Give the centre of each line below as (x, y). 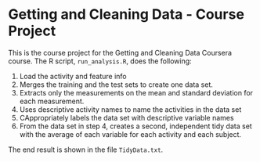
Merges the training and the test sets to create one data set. (116, 85)
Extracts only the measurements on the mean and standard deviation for (136, 92)
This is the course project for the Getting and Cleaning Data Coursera (120, 52)
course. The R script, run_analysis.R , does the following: (100, 61)
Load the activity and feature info (73, 76)
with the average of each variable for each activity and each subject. (130, 134)
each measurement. (52, 101)
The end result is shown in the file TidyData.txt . (86, 149)
